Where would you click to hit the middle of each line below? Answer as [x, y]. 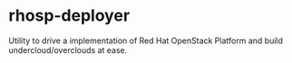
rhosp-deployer [69, 16]
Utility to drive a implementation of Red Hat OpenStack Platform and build [146, 40]
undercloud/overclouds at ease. [68, 49]
